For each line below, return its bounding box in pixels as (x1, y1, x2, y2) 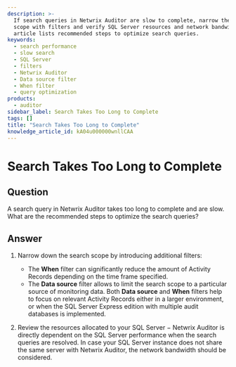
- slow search (13, 50, 55, 57)
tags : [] (7, 115, 33, 122)
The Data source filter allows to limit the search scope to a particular (27, 280, 227, 288)
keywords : (7, 37, 37, 44)
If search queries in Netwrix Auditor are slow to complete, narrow (13, 17, 218, 24)
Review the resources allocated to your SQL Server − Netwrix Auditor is (17, 323, 225, 332)
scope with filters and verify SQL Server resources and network (13, 23, 209, 30)
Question (7, 186, 48, 198)
